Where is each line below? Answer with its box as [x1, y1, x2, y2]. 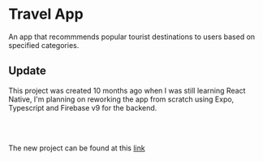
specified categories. [8, 40, 80, 50]
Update [8, 64, 47, 78]
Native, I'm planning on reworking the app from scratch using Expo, [8, 94, 235, 104]
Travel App [8, 5, 84, 24]
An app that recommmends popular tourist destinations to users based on [8, 32, 256, 41]
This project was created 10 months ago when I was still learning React [8, 85, 246, 95]
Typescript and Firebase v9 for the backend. [8, 102, 157, 112]
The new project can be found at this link [8, 143, 145, 153]
